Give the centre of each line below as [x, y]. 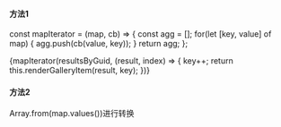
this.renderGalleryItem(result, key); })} [80, 71]
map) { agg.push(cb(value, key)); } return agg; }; [99, 44]
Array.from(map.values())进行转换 [72, 114]
